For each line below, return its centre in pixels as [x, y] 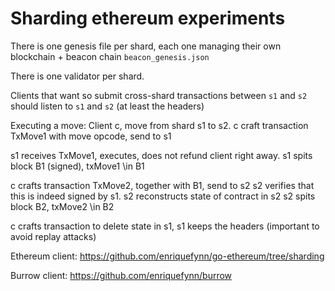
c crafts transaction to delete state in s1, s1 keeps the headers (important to [165, 226]
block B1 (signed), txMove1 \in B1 [77, 166]
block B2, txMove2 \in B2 [62, 206]
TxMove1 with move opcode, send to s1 [91, 136]
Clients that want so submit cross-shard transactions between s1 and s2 [159, 95]
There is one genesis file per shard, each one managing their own [146, 46]
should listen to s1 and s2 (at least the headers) [107, 106]
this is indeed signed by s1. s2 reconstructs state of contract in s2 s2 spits [163, 196]
